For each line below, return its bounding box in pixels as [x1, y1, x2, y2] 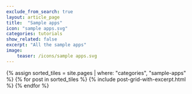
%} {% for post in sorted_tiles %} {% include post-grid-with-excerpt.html [6, 76, 186, 83]
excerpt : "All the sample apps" [6, 42, 86, 48]
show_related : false [6, 36, 58, 42]
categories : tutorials [6, 31, 63, 37]
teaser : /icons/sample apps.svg [17, 53, 97, 59]
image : [6, 48, 23, 54]
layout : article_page [6, 14, 60, 20]
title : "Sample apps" [6, 20, 63, 26]
